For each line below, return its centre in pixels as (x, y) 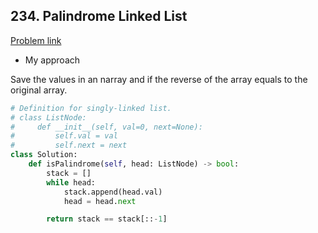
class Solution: (44, 155)
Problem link (36, 40)
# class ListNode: (48, 117)
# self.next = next (69, 145)
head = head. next (100, 201)
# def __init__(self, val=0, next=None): (106, 127)
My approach (52, 60)
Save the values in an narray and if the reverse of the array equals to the (159, 79)
